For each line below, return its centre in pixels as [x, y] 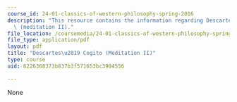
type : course [26, 60]
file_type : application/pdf [49, 40]
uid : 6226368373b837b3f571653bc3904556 [66, 66]
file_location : [30, 33]
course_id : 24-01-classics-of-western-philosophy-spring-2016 [101, 14]
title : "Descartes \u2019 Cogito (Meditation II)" [82, 53]
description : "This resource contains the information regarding [105, 20]
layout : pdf [25, 46]
